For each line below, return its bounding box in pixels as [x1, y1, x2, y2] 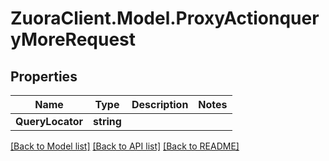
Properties [10, 68, 78, 85]
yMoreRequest [10, 28, 137, 51]
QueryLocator [15, 115, 84, 128]
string [93, 115, 122, 128]
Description [131, 98, 189, 111]
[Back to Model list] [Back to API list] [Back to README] [10, 140, 240, 152]
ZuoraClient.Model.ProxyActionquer [10, 7, 320, 30]
